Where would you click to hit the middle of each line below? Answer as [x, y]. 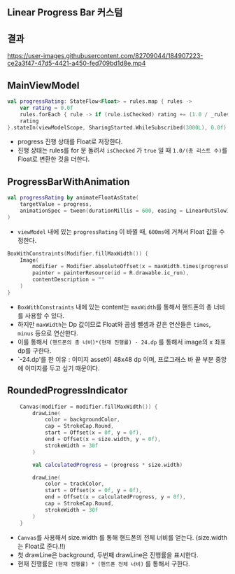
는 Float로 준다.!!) [42, 546]
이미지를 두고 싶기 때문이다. [62, 368]
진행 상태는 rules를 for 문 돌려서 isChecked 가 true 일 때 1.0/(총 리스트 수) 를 [122, 150]
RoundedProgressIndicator [67, 391]
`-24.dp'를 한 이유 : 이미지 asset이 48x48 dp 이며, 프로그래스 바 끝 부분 [115, 359]
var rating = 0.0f [47, 108]
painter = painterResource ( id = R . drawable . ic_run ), [111, 273]
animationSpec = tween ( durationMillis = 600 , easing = [101, 211]
